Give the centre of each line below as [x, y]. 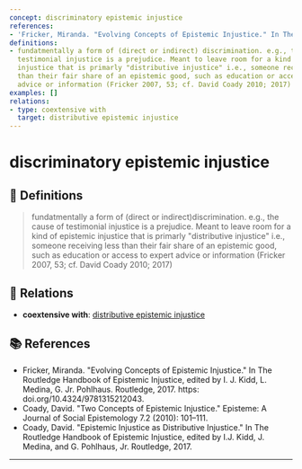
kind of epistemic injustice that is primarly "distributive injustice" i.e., [158, 236]
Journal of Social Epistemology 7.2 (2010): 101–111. [115, 418]
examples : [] [34, 93]
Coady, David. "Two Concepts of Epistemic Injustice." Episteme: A [144, 408]
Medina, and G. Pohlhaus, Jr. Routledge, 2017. [107, 447]
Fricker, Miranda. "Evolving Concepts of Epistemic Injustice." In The [147, 370]
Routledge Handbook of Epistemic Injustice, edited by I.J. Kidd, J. [143, 437]
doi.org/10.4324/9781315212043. [83, 398]
